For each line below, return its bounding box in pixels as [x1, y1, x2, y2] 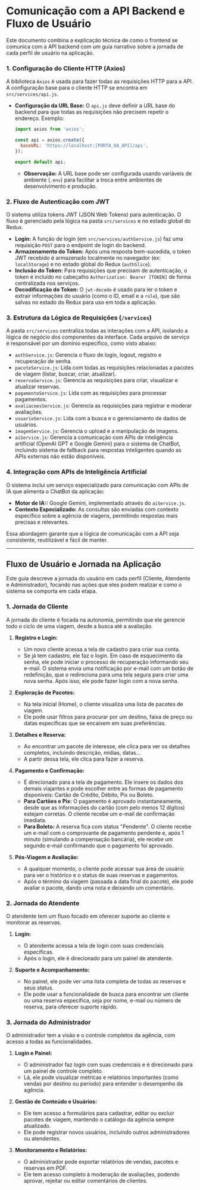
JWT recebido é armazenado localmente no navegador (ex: [14, 254, 161, 261]
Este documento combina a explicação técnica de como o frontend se [6, 36, 178, 44]
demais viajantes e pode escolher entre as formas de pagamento [23, 785, 183, 792]
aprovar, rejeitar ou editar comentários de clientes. [23, 1177, 148, 1185]
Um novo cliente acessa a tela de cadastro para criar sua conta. [23, 645, 180, 653]
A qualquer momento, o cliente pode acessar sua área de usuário [23, 865, 185, 872]
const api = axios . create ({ [14, 137, 85, 143]
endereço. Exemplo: [14, 115, 64, 122]
